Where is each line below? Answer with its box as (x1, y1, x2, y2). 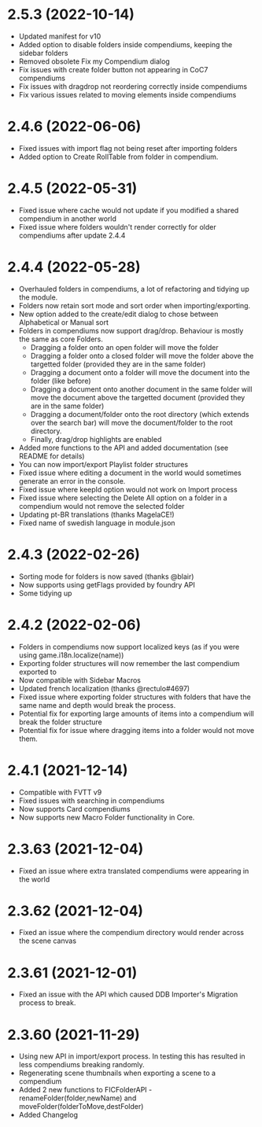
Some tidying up (18, 588, 72, 598)
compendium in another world (18, 214, 117, 223)
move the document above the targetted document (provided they (30, 392, 245, 402)
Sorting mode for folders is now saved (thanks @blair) (18, 572, 194, 581)
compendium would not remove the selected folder (18, 501, 185, 510)
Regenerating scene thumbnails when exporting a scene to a (18, 1068, 216, 1078)
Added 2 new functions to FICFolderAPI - (18, 1085, 153, 1095)
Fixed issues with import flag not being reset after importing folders (18, 143, 238, 153)
